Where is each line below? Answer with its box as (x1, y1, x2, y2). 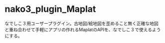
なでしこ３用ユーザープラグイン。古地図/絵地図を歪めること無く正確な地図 (4, 20, 159, 26)
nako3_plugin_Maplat (4, 3, 96, 15)
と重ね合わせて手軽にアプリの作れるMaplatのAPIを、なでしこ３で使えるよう (4, 26, 161, 33)
